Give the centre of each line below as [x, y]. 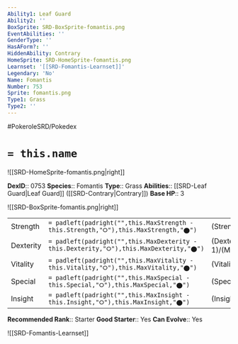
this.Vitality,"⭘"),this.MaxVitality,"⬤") [123, 267]
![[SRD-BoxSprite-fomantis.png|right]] [63, 207]
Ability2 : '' [27, 21]
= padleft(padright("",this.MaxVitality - [121, 260]
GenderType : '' [30, 40]
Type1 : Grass [27, 100]
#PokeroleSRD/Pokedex [42, 126]
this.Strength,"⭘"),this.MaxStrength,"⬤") [123, 230]
